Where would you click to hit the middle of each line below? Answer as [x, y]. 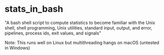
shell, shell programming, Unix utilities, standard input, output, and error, [78, 27]
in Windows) [17, 48]
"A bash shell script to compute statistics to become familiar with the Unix [80, 23]
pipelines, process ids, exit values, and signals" [53, 33]
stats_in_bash [34, 9]
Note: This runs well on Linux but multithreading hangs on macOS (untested [82, 42]
